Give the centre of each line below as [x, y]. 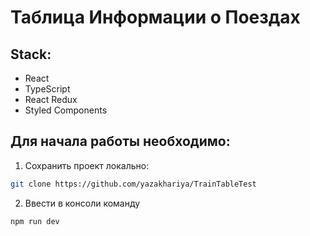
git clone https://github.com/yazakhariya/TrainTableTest [133, 184]
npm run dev [35, 221]
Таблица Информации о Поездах [155, 17]
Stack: [31, 54]
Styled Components [66, 110]
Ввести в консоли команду [82, 203]
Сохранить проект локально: [87, 165]
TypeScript [47, 89]
